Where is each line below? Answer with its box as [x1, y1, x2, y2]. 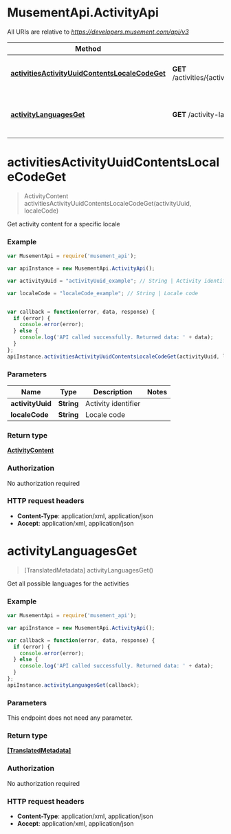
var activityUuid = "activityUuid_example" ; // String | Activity [7, 277, 201, 284]
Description [93, 387, 133, 396]
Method [75, 43, 102, 53]
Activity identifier [85, 398, 141, 408]
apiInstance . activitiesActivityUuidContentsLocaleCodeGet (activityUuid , [7, 353, 220, 360]
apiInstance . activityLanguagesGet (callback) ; [7, 681, 140, 689]
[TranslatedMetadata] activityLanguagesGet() [23, 566, 153, 574]
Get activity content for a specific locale [7, 220, 120, 228]
